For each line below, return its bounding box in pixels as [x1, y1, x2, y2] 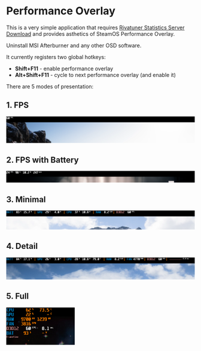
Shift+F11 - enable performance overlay [14, 64, 114, 72]
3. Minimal [6, 194, 46, 204]
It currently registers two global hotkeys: [6, 53, 106, 60]
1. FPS [6, 100, 29, 110]
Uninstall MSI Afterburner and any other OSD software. [6, 42, 142, 49]
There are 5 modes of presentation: [6, 82, 94, 90]
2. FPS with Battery [6, 155, 79, 165]
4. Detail [6, 241, 38, 251]
